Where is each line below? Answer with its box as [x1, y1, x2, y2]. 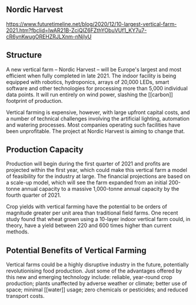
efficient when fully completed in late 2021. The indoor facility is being [6, 72, 177, 79]
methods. [6, 228, 29, 235]
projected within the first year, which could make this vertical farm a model [6, 167, 187, 174]
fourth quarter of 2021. [6, 192, 61, 199]
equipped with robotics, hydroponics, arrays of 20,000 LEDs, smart [6, 78, 170, 85]
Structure [6, 50, 42, 60]
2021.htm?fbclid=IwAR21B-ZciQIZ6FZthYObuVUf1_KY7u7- [6, 27, 147, 34]
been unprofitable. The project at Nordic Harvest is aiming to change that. [6, 127, 185, 135]
